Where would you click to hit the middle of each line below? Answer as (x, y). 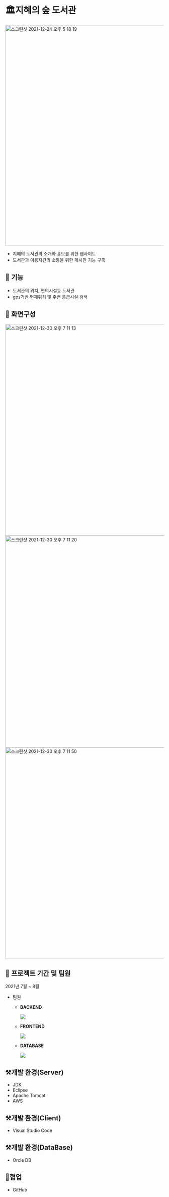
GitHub (20, 1189)
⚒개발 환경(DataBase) (39, 1148)
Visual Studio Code (32, 1130)
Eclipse (20, 1090)
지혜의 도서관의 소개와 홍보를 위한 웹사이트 (54, 253)
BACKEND (31, 1007)
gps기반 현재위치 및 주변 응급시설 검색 (50, 297)
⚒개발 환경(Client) (33, 1118)
